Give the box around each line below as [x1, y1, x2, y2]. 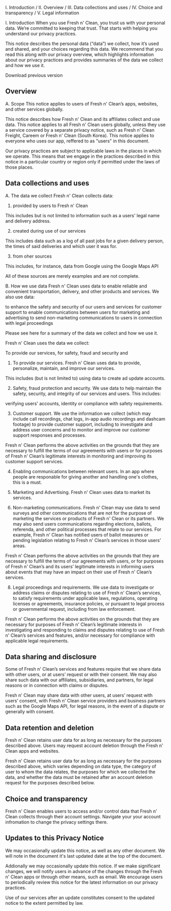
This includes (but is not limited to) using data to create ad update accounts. [5, 375, 166, 381]
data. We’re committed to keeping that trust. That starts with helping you [5, 25, 158, 31]
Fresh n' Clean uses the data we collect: [5, 340, 90, 346]
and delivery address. [5, 218, 51, 224]
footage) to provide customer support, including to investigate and [12, 421, 153, 427]
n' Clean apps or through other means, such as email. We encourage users [5, 874, 163, 880]
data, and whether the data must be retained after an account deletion [5, 774, 153, 780]
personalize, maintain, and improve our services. [12, 365, 115, 371]
